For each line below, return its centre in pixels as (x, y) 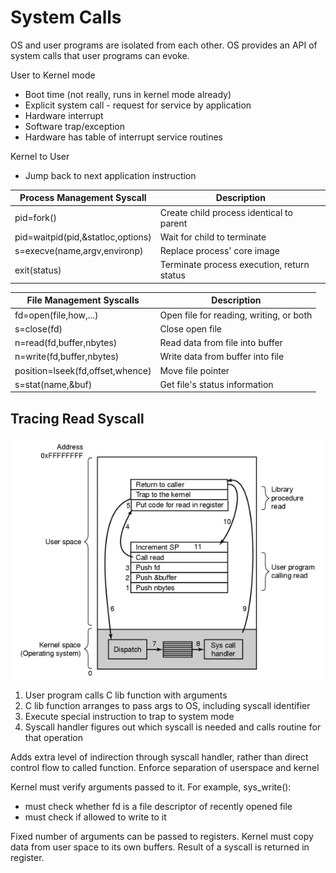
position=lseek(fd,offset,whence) (83, 370)
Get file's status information (216, 384)
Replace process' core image (219, 251)
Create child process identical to (226, 212)
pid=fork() (35, 218)
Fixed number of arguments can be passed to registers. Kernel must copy (162, 836)
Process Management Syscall (83, 198)
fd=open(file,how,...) (56, 315)
